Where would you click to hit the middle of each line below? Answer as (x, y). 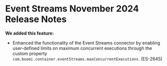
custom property (30, 53)
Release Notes (36, 19)
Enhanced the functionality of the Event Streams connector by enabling (86, 42)
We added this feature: (30, 33)
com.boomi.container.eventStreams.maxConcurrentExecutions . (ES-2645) (87, 58)
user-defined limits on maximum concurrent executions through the (82, 48)
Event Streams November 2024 (72, 9)
